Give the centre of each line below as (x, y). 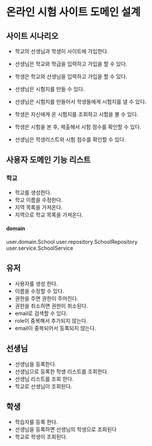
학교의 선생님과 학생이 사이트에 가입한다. (61, 51)
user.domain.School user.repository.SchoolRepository (72, 241)
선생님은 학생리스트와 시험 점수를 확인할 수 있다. (70, 139)
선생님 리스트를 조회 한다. (44, 379)
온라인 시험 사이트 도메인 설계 (73, 12)
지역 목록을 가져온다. (39, 207)
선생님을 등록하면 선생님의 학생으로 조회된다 (66, 429)
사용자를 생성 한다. (36, 283)
